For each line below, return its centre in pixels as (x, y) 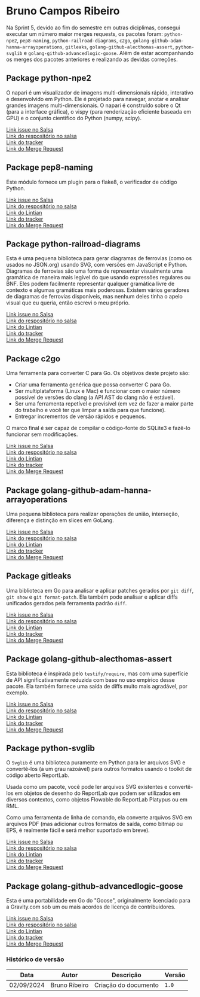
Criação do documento (127, 985)
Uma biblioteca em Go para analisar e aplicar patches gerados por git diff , (100, 590)
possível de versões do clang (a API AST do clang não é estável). (95, 397)
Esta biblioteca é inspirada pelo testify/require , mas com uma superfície (97, 673)
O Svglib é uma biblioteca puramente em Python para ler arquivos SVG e (96, 763)
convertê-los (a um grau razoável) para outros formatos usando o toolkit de (99, 769)
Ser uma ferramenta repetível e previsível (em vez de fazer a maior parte (104, 404)
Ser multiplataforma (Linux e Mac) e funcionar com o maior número (98, 391)
